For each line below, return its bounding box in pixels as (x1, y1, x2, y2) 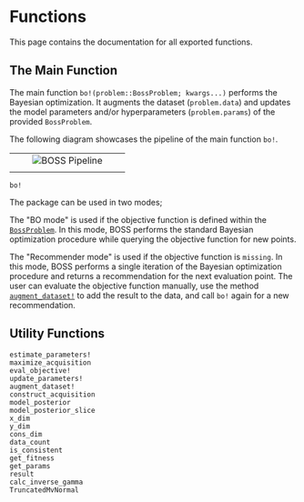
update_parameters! (9, 374, 84, 383)
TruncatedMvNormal (9, 485, 79, 495)
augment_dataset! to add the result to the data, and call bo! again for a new (9, 289, 289, 301)
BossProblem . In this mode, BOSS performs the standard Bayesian (9, 224, 254, 235)
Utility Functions (9, 326, 106, 342)
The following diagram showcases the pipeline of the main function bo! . (9, 134, 279, 145)
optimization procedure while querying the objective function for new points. (9, 234, 297, 245)
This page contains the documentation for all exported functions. (9, 36, 253, 47)
